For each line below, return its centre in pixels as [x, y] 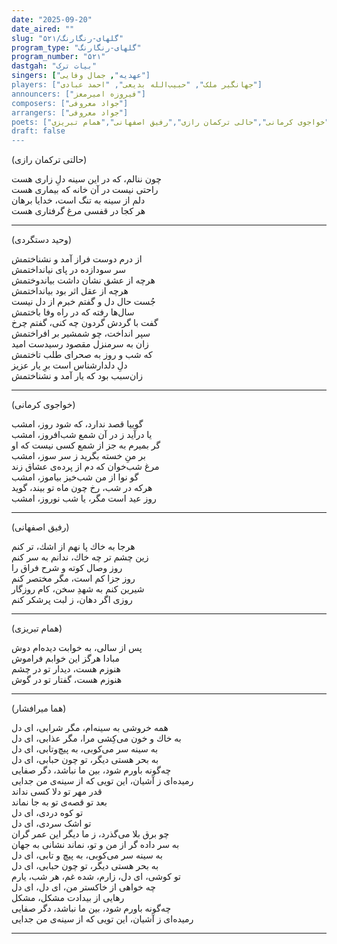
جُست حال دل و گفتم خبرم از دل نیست [83, 302]
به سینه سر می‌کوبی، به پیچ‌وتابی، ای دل [85, 749]
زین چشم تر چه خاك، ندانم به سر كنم [80, 557]
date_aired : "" [43, 29]
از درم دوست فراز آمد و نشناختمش [77, 259]
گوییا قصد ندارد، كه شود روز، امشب [77, 424]
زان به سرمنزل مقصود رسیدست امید [80, 344]
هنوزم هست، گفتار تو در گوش [67, 680]
